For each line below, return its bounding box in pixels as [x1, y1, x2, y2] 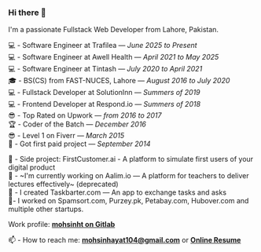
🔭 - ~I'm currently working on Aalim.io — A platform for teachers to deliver [8, 171, 249, 181]
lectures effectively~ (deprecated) [8, 180, 119, 189]
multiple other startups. [8, 204, 84, 214]
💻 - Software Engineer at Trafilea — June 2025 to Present [8, 41, 198, 50]
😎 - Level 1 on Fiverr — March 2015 [8, 131, 124, 141]
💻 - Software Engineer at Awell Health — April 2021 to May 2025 [8, 53, 219, 62]
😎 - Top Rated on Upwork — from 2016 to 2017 [8, 111, 163, 120]
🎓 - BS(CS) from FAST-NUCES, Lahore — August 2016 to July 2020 [8, 76, 230, 86]
